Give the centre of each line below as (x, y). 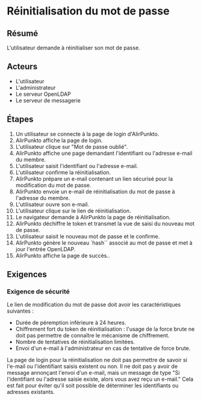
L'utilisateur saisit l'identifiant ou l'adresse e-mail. (77, 166)
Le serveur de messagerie (48, 100)
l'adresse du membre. (43, 198)
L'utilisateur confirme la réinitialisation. (63, 172)
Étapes (20, 120)
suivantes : (20, 311)
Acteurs (22, 67)
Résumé (23, 33)
